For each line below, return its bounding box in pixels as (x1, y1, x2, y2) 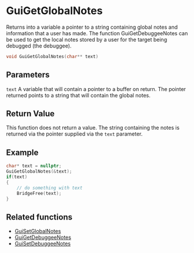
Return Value (6, 109, 55, 119)
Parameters (6, 70, 50, 80)
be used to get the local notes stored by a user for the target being (6, 36, 168, 43)
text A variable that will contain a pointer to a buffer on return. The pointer (6, 85, 186, 92)
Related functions (6, 212, 73, 222)
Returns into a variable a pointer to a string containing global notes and (6, 23, 178, 31)
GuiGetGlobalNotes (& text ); (6, 168, 72, 174)
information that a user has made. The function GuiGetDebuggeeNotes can (6, 29, 188, 36)
